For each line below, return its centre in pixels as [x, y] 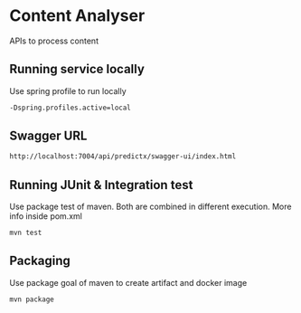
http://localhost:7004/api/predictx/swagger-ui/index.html [123, 156]
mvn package [32, 299]
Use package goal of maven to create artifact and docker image [128, 282]
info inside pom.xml [46, 216]
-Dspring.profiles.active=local [70, 108]
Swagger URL [48, 136]
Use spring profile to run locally [68, 90]
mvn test [26, 233]
